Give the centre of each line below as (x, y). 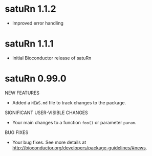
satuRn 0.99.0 (36, 79)
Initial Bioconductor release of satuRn (52, 58)
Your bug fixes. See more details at (49, 142)
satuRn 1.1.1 (29, 44)
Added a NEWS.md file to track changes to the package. (69, 102)
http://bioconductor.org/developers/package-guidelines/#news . (80, 148)
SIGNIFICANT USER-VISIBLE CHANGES (46, 113)
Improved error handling (38, 23)
